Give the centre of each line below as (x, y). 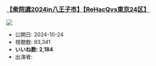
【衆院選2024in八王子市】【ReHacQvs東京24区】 (78, 9)
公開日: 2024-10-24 (39, 34)
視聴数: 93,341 (33, 42)
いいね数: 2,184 (34, 49)
